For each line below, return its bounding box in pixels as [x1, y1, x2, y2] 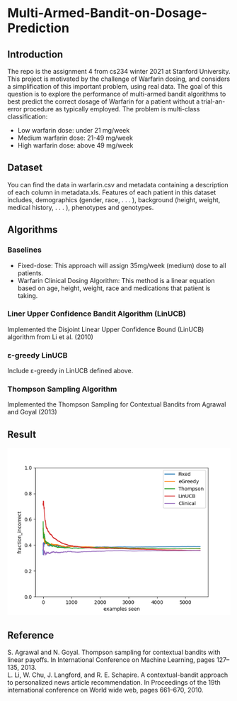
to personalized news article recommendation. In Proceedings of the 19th [7, 678, 221, 687]
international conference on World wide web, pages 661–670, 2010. [7, 686, 204, 695]
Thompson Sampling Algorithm [7, 385, 117, 394]
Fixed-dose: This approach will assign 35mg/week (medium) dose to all [17, 261, 226, 270]
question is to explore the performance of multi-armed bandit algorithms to [7, 90, 226, 98]
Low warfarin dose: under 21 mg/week [17, 126, 130, 134]
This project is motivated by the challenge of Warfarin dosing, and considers [7, 74, 231, 83]
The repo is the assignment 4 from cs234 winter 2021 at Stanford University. [7, 67, 231, 75]
